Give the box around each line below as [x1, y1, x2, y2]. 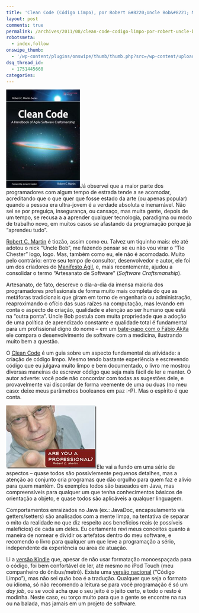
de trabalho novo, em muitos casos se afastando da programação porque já [6, 220, 191, 227]
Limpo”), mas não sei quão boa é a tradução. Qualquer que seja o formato [6, 575, 187, 582]
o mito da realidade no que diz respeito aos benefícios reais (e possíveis [6, 519, 182, 526]
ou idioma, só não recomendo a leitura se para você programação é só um [6, 581, 188, 588]
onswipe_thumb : [6, 48, 44, 53]
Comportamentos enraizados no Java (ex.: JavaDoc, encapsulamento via [6, 507, 185, 514]
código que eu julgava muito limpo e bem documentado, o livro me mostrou [6, 362, 191, 369]
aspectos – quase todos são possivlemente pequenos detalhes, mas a [6, 470, 178, 477]
